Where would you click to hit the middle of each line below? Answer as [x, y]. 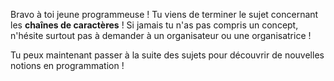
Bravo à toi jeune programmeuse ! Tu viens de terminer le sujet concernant [164, 14]
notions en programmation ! [67, 65]
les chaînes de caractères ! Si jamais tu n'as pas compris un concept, [154, 25]
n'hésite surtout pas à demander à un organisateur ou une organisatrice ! [161, 35]
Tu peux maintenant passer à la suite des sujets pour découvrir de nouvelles [167, 55]
